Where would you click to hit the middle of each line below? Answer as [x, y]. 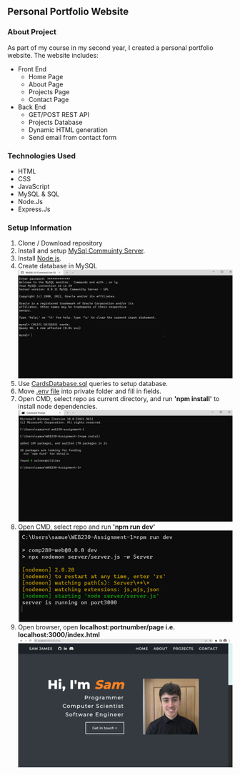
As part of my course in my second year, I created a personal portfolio [110, 47]
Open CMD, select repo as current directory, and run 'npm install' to [119, 398]
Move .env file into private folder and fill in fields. [90, 391]
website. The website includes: [53, 55]
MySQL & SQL [39, 194]
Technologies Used [42, 156]
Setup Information [40, 228]
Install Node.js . [40, 258]
